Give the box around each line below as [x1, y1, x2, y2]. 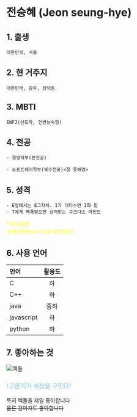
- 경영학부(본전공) [6, 155, 47, 161]
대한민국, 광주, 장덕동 [6, 85, 56, 92]
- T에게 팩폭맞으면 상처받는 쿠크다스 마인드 [6, 209, 102, 216]
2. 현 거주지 [6, 68, 48, 78]
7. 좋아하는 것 [6, 347, 54, 358]
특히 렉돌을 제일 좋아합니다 [6, 397, 70, 404]
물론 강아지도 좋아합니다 [6, 404, 64, 412]
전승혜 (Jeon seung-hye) [6, 5, 132, 20]
